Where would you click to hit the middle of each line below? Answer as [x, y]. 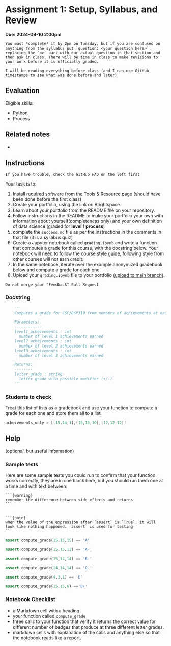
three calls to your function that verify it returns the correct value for [84, 621]
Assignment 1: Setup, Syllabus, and [81, 9]
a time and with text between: [36, 486]
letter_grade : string [38, 374]
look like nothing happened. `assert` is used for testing [69, 527]
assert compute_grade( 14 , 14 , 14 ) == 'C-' [49, 568]
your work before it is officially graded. [52, 62]
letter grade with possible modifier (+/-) [66, 379]
